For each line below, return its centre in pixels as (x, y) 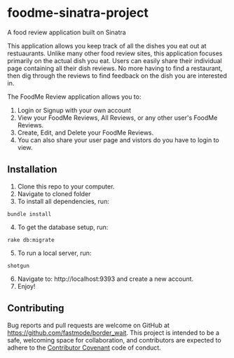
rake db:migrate (31, 240)
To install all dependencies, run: (63, 201)
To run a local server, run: (54, 253)
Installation (32, 170)
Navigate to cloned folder (54, 193)
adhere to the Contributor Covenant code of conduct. (84, 347)
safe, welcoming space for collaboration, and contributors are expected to (115, 340)
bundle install (29, 214)
